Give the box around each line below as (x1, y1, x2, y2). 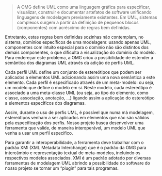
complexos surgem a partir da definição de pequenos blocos (16, 19, 139, 25)
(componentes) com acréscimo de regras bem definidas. (16, 25, 131, 31)
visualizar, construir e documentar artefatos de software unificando (16, 9, 152, 15)
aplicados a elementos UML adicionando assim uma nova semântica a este (5, 75, 155, 80)
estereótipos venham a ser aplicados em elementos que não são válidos (5, 115, 149, 120)
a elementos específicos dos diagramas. (5, 100, 86, 106)
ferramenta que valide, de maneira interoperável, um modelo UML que (5, 125, 146, 130)
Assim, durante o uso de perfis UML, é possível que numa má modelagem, (5, 110, 154, 115)
